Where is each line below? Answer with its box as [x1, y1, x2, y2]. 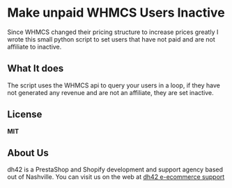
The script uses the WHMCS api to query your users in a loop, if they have [7, 81, 221, 89]
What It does [7, 62, 64, 74]
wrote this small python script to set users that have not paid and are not [7, 35, 216, 43]
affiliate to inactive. [7, 42, 62, 51]
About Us [7, 147, 49, 159]
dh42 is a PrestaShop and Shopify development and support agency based [7, 165, 224, 174]
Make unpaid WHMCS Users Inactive [7, 5, 225, 21]
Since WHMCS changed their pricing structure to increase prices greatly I [7, 28, 219, 36]
